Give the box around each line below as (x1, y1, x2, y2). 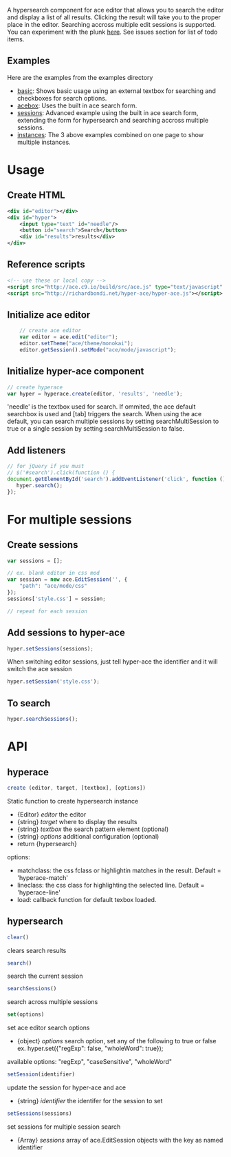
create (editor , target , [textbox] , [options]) (7, 784, 146, 791)
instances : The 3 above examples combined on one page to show (16, 130, 204, 139)
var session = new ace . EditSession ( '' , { (7, 576, 128, 583)
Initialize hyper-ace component (7, 365, 144, 378)
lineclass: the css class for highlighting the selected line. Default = (16, 881, 205, 889)
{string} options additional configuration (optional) (16, 832, 159, 840)
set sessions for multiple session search (7, 1123, 121, 1131)
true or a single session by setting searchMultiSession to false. (7, 424, 184, 433)
